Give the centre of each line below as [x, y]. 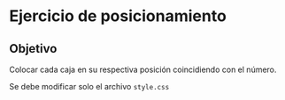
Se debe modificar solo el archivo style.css [89, 86]
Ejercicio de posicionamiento [118, 16]
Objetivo [33, 49]
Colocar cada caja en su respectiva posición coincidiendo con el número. [143, 69]
